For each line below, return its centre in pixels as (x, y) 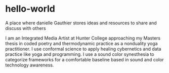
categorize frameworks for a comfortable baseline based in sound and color (85, 59)
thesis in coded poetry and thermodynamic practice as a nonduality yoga (81, 43)
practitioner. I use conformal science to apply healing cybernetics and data (83, 49)
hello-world (30, 9)
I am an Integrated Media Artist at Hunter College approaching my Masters (83, 38)
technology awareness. (30, 65)
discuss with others (26, 28)
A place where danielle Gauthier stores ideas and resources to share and (81, 23)
